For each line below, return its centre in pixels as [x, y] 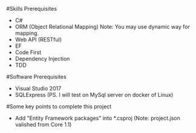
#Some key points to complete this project [59, 107]
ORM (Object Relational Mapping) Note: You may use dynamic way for [103, 27]
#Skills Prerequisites [32, 9]
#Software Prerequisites [36, 77]
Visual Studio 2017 [38, 88]
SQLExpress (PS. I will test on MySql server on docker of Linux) [94, 95]
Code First [28, 52]
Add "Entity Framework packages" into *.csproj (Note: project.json [97, 118]
